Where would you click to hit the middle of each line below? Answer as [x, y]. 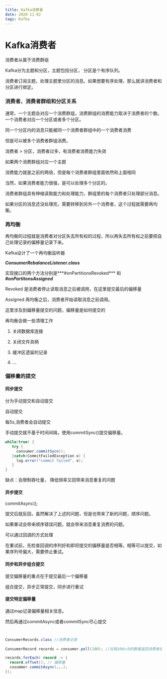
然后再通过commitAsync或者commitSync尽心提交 [56, 621]
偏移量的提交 [21, 376]
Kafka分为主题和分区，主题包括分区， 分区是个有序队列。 [64, 71]
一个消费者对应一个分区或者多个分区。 [44, 119]
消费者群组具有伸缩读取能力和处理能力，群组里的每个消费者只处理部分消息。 [83, 193]
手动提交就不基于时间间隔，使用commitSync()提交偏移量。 [65, 433]
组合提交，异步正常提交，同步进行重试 [44, 586]
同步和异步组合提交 [25, 564]
